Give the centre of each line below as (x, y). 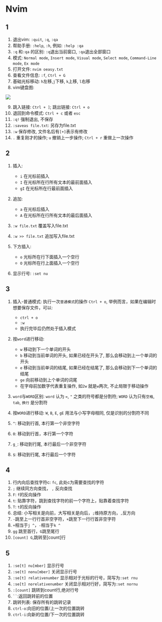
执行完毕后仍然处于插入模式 (48, 328)
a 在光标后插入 (35, 209)
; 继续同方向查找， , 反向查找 (42, 488)
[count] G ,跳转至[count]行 (39, 537)
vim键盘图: (23, 87)
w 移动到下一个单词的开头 (45, 349)
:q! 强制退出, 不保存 (33, 119)
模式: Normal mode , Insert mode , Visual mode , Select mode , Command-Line (84, 58)
